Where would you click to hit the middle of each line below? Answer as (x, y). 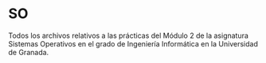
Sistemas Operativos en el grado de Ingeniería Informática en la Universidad (133, 43)
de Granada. (29, 52)
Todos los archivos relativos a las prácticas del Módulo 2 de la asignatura (129, 35)
